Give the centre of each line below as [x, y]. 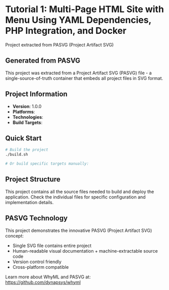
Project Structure [33, 180]
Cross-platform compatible [41, 267]
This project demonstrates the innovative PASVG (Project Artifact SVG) [79, 230]
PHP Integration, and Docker [66, 31]
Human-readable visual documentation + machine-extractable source [85, 251]
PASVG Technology [37, 218]
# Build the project [27, 150]
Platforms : [24, 112]
